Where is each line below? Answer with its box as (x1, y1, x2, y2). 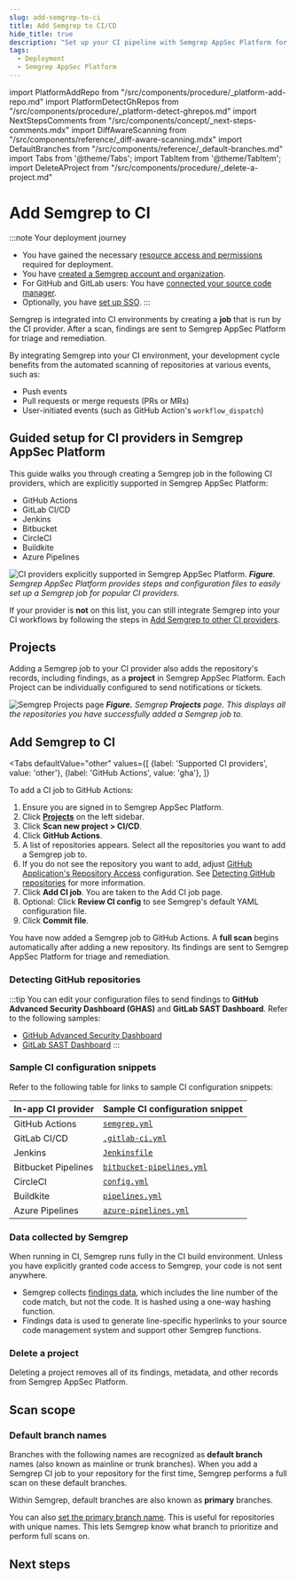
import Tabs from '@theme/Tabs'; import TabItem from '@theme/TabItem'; (9, 153, 282, 163)
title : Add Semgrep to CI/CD (9, 21, 117, 30)
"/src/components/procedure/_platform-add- (121, 86, 286, 98)
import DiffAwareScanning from (71, 124, 187, 135)
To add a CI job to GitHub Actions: (9, 785, 134, 796)
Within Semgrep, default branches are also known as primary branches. (9, 1495, 273, 1505)
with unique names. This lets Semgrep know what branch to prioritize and (9, 1521, 278, 1532)
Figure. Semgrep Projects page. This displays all (106, 699, 286, 711)
